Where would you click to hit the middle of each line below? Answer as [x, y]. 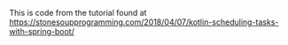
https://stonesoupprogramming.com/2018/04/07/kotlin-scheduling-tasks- [144, 22]
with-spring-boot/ [42, 31]
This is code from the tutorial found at [78, 13]
